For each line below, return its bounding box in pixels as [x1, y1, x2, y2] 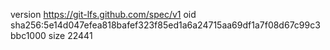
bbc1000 [10, 30, 47, 41]
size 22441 [48, 30, 93, 41]
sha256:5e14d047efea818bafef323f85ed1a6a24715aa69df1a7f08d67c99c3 [10, 19, 321, 31]
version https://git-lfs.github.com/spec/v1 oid [10, 9, 197, 20]
